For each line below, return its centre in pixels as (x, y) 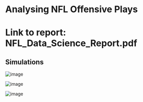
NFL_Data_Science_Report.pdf (71, 43)
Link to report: (36, 33)
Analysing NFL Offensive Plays (71, 9)
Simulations (25, 62)
